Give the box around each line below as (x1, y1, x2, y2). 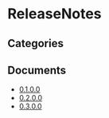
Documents (7, 63, 67, 77)
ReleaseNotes (7, 5, 102, 23)
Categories (7, 37, 64, 50)
